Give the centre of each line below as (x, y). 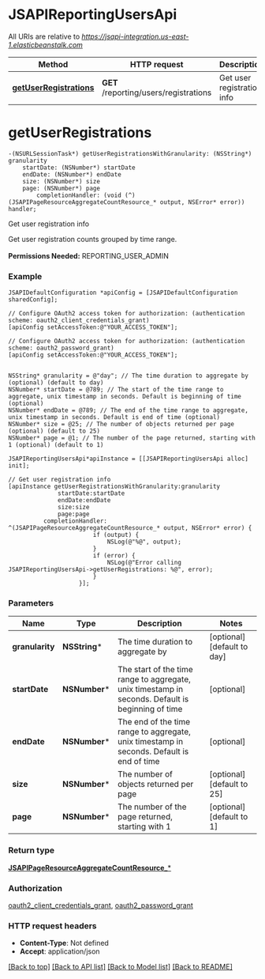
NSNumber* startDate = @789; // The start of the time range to (116, 390)
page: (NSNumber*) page (62, 188)
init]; (19, 466)
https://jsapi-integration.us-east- (135, 36)
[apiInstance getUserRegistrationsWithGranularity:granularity (114, 487)
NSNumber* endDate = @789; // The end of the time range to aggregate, (128, 410)
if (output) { (116, 535)
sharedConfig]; (33, 300)
